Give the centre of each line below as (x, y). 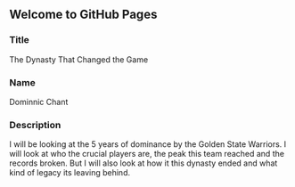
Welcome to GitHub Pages (83, 15)
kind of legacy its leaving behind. (70, 173)
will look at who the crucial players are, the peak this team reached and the (147, 154)
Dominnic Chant (39, 102)
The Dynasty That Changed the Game (79, 59)
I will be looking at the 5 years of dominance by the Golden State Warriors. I (148, 144)
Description (35, 125)
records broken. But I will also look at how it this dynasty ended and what (143, 163)
